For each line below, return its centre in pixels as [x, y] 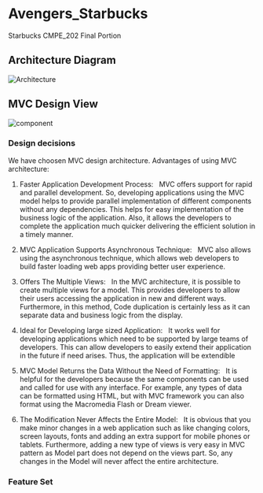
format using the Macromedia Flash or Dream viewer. [106, 404]
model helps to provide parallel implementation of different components [135, 201]
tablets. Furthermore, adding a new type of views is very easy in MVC [132, 444]
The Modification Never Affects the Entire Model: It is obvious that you [135, 419]
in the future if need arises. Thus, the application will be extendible [127, 355]
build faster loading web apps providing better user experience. [122, 266]
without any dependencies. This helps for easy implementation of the [131, 209]
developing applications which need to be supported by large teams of [134, 339]
